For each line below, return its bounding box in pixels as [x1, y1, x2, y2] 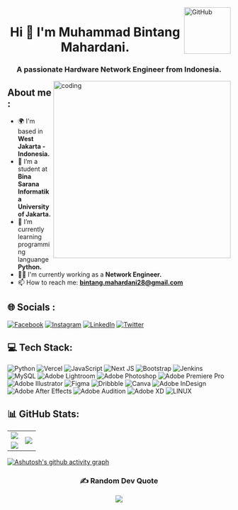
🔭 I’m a [17, 157, 38, 165]
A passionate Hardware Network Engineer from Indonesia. [16, 65, 222, 74]
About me [7, 87, 52, 99]
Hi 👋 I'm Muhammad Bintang [10, 24, 181, 40]
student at [17, 165, 48, 173]
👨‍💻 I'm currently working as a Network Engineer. [17, 270, 162, 279]
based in [17, 127, 44, 135]
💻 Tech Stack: [7, 342, 73, 354]
